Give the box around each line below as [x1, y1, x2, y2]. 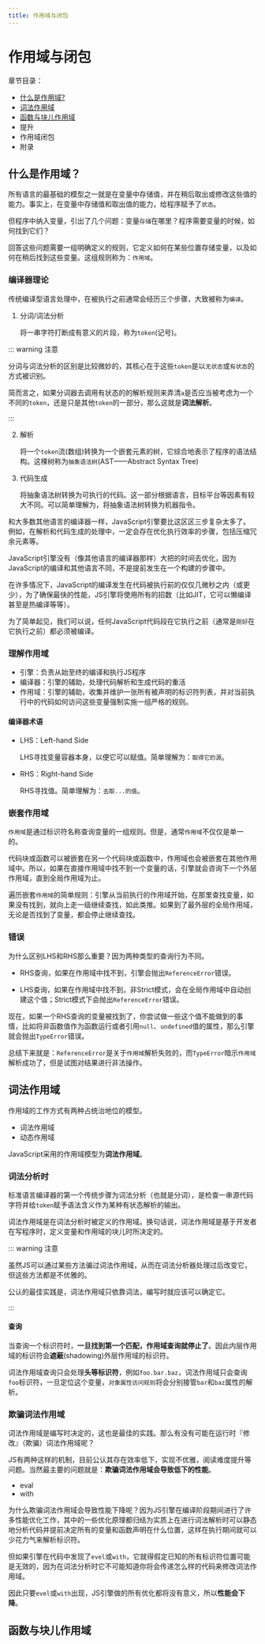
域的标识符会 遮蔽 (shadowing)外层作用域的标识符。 [8, 1351, 174, 1360]
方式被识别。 [8, 371, 50, 380]
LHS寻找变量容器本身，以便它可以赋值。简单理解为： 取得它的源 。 [19, 752, 229, 762]
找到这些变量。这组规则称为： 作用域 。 [35, 253, 158, 262]
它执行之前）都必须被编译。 [8, 626, 99, 636]
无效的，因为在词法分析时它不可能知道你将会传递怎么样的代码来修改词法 [14, 1562, 250, 1571]
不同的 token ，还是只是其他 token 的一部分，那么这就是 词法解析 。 [8, 397, 217, 407]
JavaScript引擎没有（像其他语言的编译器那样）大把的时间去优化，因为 [8, 553, 237, 562]
